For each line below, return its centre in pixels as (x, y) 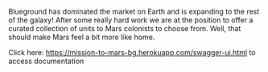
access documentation (46, 61)
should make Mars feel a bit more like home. (82, 37)
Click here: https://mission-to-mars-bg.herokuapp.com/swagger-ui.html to (132, 52)
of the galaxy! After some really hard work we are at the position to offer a (131, 20)
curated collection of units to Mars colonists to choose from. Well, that (125, 28)
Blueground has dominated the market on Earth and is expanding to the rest (134, 12)
